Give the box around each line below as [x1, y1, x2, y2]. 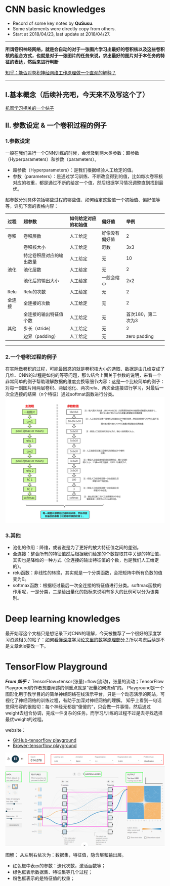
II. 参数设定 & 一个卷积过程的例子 [5, 121, 107, 130]
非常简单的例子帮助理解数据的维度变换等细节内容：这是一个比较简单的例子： [5, 378, 165, 385]
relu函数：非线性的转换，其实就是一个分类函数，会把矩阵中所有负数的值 [12, 570, 163, 576]
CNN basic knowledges [5, 4, 106, 15]
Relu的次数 [23, 289, 47, 295]
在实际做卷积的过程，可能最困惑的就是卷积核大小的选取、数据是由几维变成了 [5, 366, 165, 372]
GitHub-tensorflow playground [12, 737, 77, 743]
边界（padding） [23, 333, 59, 339]
